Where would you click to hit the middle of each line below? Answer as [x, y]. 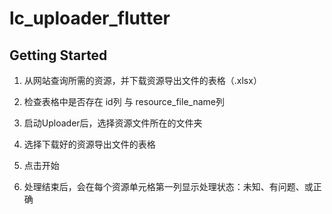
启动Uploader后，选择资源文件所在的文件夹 [113, 123]
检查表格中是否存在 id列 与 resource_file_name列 [124, 101]
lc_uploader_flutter [90, 18]
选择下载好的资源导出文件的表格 [89, 144]
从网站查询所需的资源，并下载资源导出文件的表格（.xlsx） [142, 80]
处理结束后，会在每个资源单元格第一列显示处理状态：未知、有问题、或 [168, 186]
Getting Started [58, 55]
